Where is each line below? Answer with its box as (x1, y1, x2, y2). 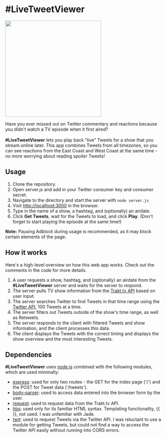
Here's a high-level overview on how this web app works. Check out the (5, 261, 154, 268)
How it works (5, 248, 47, 257)
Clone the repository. (12, 181, 56, 187)
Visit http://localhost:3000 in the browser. (12, 202, 99, 208)
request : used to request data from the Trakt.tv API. (12, 400, 120, 407)
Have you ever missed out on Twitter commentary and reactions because (5, 121, 157, 127)
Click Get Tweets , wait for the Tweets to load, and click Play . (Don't (12, 213, 153, 219)
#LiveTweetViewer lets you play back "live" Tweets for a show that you (5, 137, 154, 143)
